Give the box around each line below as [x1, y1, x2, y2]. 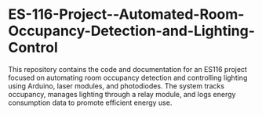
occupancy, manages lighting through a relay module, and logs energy [8, 89, 236, 99]
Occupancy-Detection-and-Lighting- [8, 22, 256, 40]
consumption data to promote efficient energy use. [8, 98, 173, 107]
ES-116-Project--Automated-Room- [8, 5, 245, 23]
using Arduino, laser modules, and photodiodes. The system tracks [8, 81, 225, 91]
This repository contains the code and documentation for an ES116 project [8, 64, 247, 74]
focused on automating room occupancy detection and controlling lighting [8, 73, 248, 82]
